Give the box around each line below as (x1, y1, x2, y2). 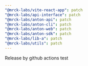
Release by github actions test (5, 55, 69, 61)
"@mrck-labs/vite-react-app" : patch (5, 7, 83, 13)
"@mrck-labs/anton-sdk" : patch (5, 31, 72, 36)
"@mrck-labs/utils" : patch (5, 41, 62, 46)
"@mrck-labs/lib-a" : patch (5, 36, 62, 41)
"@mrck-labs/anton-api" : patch (5, 17, 72, 22)
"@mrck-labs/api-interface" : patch (5, 12, 81, 17)
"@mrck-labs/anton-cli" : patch (5, 21, 72, 27)
